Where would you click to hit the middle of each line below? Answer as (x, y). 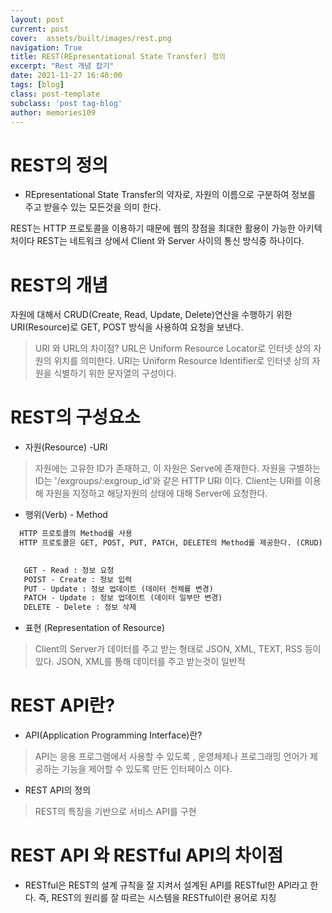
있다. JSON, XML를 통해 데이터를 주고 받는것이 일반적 (140, 662)
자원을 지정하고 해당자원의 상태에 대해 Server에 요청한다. (156, 493)
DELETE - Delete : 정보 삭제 (80, 607)
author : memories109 (53, 112)
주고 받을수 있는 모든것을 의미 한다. (93, 207)
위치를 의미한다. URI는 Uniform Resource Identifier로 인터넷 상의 (181, 361)
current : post (40, 29)
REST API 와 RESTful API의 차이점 (147, 855)
